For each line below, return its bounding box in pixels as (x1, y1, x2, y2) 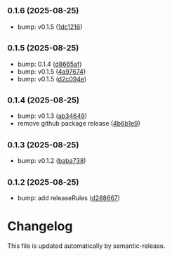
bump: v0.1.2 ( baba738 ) (17, 157, 86, 165)
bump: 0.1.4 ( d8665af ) (17, 60, 82, 68)
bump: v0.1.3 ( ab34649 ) (17, 112, 88, 120)
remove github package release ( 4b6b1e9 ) (17, 119, 140, 128)
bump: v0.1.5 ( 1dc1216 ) (17, 22, 83, 31)
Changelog (7, 218, 73, 235)
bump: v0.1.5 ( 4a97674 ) (17, 67, 86, 76)
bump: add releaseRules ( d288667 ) (17, 194, 121, 202)
